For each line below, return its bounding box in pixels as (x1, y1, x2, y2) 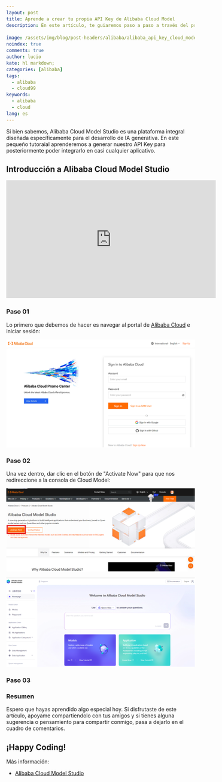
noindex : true (6, 41, 42, 47)
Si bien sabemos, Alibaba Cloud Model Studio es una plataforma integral (6, 127, 185, 135)
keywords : (6, 92, 31, 98)
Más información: (6, 758, 50, 765)
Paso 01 (6, 308, 30, 316)
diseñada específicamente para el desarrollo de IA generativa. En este (6, 134, 180, 141)
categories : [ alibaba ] (6, 66, 63, 72)
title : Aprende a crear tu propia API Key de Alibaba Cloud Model (6, 16, 175, 22)
